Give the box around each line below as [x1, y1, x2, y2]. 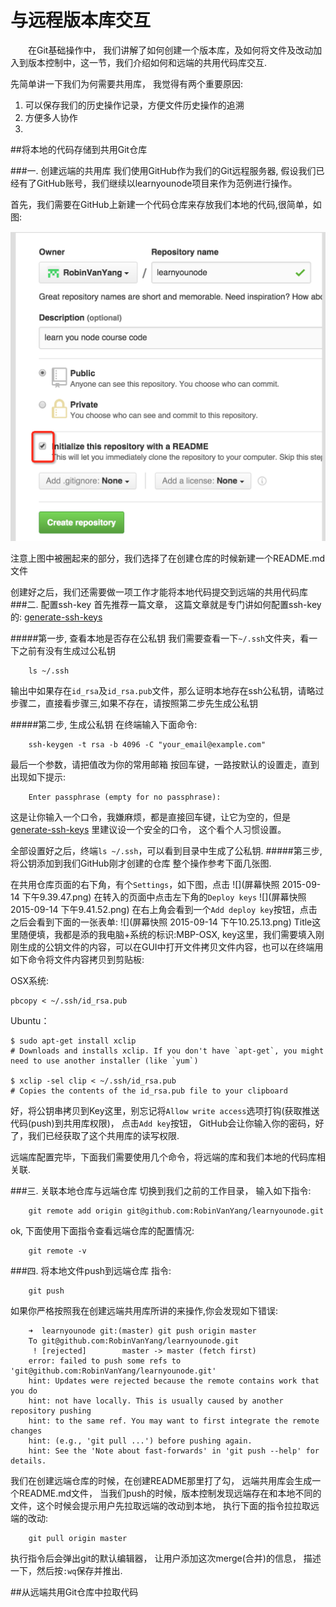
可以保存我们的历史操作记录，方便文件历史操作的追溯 [24, 99, 245, 111]
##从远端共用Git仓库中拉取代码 [10, 1586, 139, 1598]
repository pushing [10, 1406, 92, 1416]
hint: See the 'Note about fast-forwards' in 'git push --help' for [28, 1446, 320, 1456]
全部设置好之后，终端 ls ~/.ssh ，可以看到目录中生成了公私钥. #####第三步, [10, 844, 323, 856]
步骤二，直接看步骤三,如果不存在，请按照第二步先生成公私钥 [10, 697, 259, 709]
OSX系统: [10, 974, 50, 986]
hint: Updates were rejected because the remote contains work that [28, 1376, 320, 1386]
